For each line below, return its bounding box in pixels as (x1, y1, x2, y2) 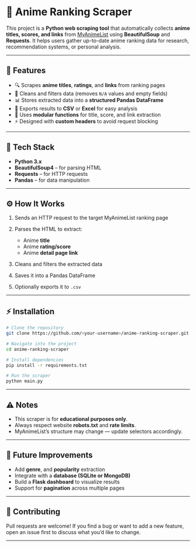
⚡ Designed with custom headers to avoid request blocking (14, 117, 159, 124)
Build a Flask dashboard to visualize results (14, 478, 120, 485)
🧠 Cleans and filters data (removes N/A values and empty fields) (14, 90, 168, 97)
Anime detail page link (23, 250, 78, 257)
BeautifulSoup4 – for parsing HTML (14, 164, 101, 171)
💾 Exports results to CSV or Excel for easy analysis (14, 105, 138, 112)
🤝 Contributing (6, 507, 61, 517)
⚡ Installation (6, 306, 55, 316)
